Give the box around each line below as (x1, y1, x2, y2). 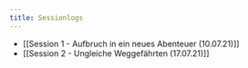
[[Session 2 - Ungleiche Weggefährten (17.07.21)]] (22, 47, 210, 59)
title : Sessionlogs (9, 13, 84, 23)
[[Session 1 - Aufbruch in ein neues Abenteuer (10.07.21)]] (22, 38, 240, 49)
